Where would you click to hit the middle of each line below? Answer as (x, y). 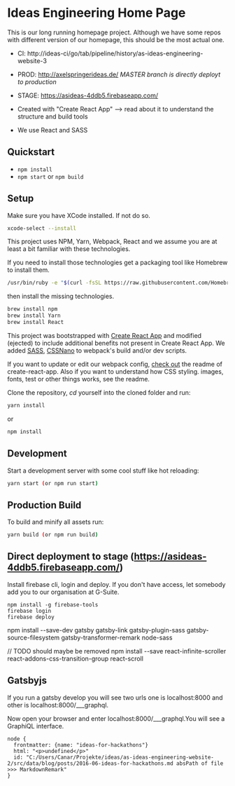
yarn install (26, 405)
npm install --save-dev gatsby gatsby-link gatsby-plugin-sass (96, 630)
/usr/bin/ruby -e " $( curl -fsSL (54, 283)
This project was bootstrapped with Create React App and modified (104, 335)
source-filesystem (34, 637)
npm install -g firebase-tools (53, 604)
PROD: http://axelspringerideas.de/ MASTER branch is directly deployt (119, 74)
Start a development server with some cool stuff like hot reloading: (103, 470)
